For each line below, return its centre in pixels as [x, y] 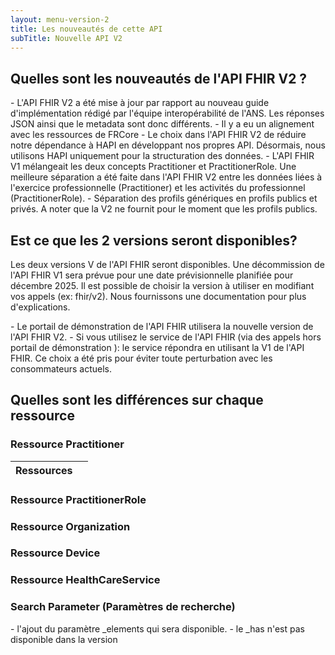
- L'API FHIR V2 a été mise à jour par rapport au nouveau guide [140, 103]
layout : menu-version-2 [60, 19]
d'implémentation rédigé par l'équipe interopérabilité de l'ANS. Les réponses [167, 113]
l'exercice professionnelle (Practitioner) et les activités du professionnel [158, 188]
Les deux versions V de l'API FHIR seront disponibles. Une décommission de [167, 264]
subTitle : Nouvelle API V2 [66, 38]
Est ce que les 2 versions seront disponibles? [154, 240]
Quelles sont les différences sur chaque [137, 400]
